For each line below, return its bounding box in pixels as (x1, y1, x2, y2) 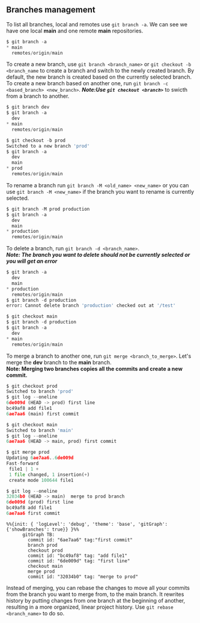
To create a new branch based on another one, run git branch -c (6, 80, 169, 87)
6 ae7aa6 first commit (6, 510, 61, 517)
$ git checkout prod (6, 383, 58, 389)
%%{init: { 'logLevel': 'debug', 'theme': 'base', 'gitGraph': (6, 521, 168, 527)
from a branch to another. (6, 92, 70, 100)
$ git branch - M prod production (6, 206, 90, 212)
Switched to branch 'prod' (6, 388, 74, 395)
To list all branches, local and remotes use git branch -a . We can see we (6, 20, 188, 28)
